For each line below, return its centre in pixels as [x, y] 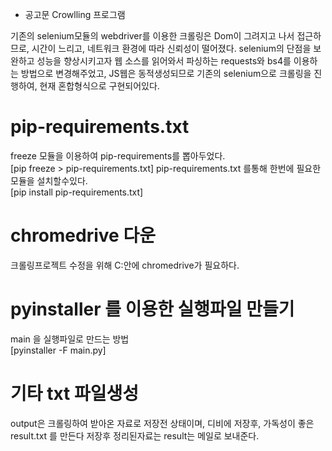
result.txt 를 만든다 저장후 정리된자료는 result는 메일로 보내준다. [135, 435]
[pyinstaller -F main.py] [58, 350]
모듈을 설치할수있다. [49, 180]
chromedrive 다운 [83, 235]
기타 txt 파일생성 [74, 394]
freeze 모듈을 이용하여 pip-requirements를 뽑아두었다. [118, 155]
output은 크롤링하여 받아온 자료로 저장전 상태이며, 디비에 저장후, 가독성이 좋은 [162, 423]
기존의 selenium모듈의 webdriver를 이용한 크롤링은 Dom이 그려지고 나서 [152, 36]
